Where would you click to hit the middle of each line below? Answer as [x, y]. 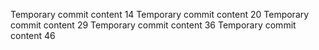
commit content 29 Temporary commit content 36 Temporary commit [153, 25]
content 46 [33, 35]
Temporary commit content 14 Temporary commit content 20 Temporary [160, 14]
